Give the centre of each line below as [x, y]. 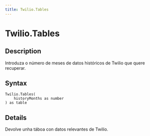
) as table [16, 103]
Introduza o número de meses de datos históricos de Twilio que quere [75, 63]
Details [16, 117]
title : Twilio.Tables [27, 9]
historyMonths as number [39, 99]
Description [23, 51]
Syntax [16, 83]
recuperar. [15, 68]
